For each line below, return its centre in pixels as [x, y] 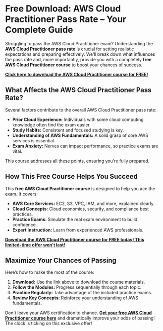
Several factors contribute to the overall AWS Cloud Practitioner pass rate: [81, 110]
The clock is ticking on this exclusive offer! [49, 324]
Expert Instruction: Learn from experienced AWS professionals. [78, 230]
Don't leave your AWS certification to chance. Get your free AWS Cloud [79, 313]
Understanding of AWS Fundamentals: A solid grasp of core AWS [80, 135]
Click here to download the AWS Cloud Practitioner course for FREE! [77, 74]
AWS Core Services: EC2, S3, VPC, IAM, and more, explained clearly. [83, 203]
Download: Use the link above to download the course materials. [79, 282]
